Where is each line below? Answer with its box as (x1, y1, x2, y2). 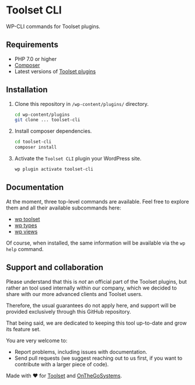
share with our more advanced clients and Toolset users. (6, 290, 143, 297)
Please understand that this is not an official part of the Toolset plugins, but (6, 278, 187, 285)
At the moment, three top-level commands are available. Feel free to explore (6, 198, 189, 205)
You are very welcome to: (6, 337, 68, 344)
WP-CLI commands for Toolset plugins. (6, 23, 100, 30)
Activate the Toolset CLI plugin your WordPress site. (14, 155, 142, 162)
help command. (6, 245, 44, 252)
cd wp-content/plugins (14, 112, 70, 118)
